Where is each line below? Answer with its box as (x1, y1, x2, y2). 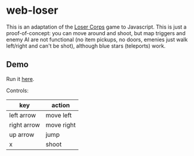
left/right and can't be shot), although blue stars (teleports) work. (6, 42, 166, 49)
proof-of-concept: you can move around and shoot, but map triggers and (6, 29, 186, 36)
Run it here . (6, 75, 35, 82)
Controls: (6, 87, 29, 94)
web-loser (6, 4, 58, 17)
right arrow (9, 120, 40, 129)
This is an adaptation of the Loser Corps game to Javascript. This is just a (6, 23, 187, 30)
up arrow (9, 130, 35, 139)
